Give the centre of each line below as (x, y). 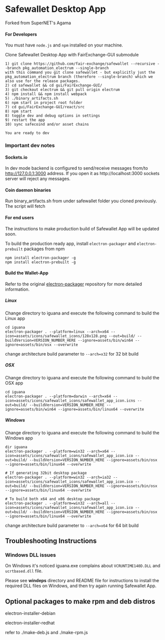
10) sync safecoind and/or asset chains (47, 125)
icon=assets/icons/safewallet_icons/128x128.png (56, 336)
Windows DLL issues (31, 555)
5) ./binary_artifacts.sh (32, 98)
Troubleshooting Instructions (51, 541)
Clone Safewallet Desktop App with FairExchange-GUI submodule (72, 55)
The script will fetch (25, 206)
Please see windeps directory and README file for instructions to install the (82, 581)
